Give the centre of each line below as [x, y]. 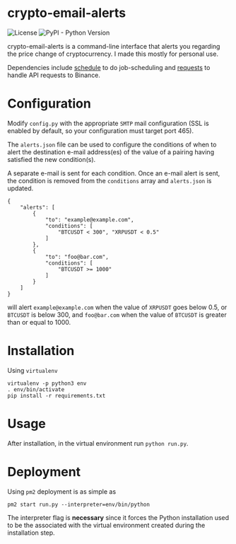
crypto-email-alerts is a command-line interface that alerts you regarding [114, 46]
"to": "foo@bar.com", [77, 257]
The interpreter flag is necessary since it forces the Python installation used [118, 517]
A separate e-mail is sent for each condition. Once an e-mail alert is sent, [114, 173]
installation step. [31, 533]
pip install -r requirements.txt [57, 395]
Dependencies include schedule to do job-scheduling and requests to [109, 67]
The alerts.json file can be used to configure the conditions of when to [112, 144]
